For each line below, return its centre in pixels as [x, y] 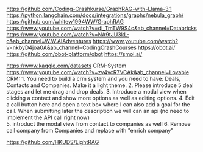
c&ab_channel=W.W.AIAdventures [49, 41]
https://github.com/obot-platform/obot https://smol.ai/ [74, 54]
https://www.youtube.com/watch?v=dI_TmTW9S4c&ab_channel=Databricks [101, 28]
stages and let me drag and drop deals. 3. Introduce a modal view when [97, 92]
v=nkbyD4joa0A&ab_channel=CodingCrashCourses [72, 47]
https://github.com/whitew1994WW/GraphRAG [65, 22]
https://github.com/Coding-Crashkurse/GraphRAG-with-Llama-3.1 [89, 9]
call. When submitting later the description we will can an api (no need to [98, 111]
